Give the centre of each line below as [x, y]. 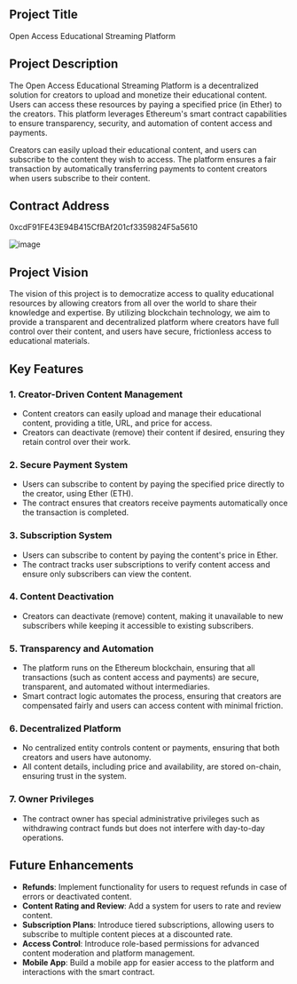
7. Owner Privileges [52, 799]
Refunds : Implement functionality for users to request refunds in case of [155, 886]
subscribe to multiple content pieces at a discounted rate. [127, 934]
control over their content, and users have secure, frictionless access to [141, 331]
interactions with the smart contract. [88, 972]
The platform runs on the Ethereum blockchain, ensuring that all [138, 668]
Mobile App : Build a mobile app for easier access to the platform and [148, 962]
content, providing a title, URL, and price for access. [117, 423]
